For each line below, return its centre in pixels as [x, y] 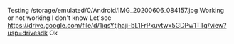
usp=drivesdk [28, 33]
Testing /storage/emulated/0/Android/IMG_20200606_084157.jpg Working [116, 10]
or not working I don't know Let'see [59, 18]
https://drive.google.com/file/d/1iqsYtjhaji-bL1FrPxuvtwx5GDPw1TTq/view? [117, 25]
